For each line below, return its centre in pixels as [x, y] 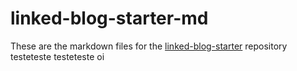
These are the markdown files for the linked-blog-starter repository [149, 46]
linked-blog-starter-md [109, 18]
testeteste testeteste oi [57, 56]
